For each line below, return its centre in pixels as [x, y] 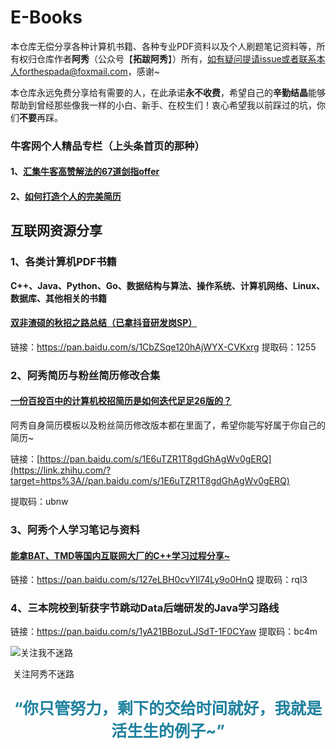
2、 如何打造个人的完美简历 [66, 197]
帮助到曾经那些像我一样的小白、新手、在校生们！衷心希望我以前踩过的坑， [163, 105]
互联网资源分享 [56, 231]
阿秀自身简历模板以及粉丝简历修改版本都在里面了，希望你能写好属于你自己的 [168, 425]
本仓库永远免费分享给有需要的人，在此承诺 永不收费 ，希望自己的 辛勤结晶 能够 [168, 92]
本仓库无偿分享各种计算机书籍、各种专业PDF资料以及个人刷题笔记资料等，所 [168, 46]
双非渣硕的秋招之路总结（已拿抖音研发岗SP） [104, 323]
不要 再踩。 [41, 117]
